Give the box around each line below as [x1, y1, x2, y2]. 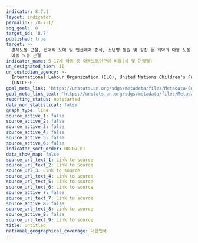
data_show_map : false [6, 151, 60, 157]
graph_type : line [6, 107, 49, 113]
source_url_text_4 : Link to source [6, 173, 94, 179]
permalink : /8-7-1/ [6, 19, 54, 25]
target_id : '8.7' [6, 31, 49, 37]
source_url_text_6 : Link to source [6, 184, 94, 190]
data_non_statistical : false [6, 101, 78, 108]
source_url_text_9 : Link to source [6, 217, 94, 223]
